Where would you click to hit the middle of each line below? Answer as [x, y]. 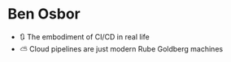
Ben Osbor [44, 14]
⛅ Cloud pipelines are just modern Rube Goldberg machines [121, 48]
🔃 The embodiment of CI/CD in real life [84, 36]
